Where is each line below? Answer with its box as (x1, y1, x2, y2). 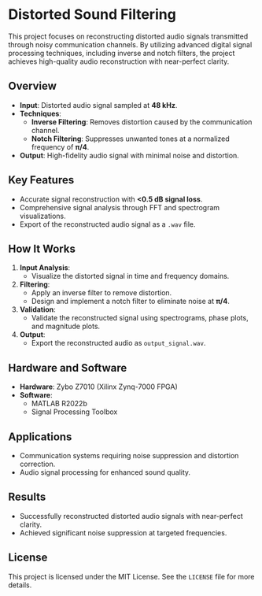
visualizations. (19, 211, 67, 220)
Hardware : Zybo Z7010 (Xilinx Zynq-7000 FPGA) (19, 382, 179, 391)
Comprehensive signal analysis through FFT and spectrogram (19, 202, 220, 212)
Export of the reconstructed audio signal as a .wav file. (19, 219, 196, 229)
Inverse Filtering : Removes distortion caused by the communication (31, 117, 253, 127)
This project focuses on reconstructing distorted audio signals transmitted (8, 31, 249, 41)
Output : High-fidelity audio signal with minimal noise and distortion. (19, 150, 240, 160)
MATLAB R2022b (31, 399, 88, 409)
